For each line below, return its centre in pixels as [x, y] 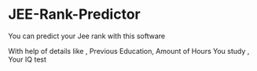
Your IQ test [28, 59]
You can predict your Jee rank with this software [87, 36]
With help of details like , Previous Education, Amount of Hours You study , [129, 51]
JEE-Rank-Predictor [74, 14]
